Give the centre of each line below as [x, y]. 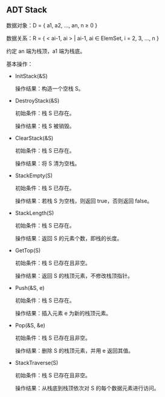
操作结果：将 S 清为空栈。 [47, 163]
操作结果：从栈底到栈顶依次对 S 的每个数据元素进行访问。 [87, 388]
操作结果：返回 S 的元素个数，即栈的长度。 [69, 238]
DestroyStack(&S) [37, 100]
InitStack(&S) [31, 76]
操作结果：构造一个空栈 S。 [49, 88]
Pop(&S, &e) [30, 325]
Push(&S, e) [30, 287]
